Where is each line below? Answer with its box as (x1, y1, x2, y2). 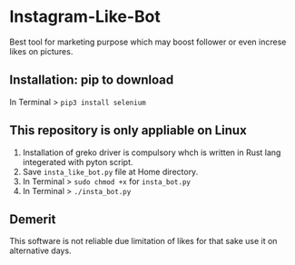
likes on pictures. (9, 45, 74, 56)
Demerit (9, 211, 56, 227)
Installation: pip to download (9, 73, 174, 88)
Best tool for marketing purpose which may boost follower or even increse (9, 36, 287, 47)
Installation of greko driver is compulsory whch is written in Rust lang (22, 147, 281, 158)
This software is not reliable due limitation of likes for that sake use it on (9, 236, 278, 247)
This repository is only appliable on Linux (9, 123, 247, 138)
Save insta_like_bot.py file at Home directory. (22, 166, 199, 177)
